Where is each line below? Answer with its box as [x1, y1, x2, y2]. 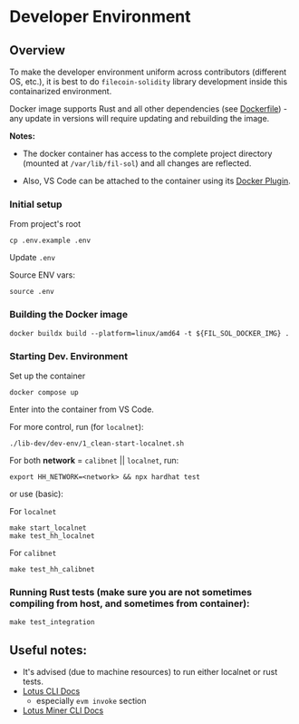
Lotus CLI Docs [22, 686, 81, 696]
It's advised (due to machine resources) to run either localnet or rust [22, 667, 278, 677]
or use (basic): [9, 488, 63, 499]
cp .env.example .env [9, 236, 92, 246]
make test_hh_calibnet [9, 564, 95, 573]
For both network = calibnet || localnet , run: [9, 455, 179, 465]
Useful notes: [9, 642, 88, 658]
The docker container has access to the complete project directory [22, 148, 273, 159]
